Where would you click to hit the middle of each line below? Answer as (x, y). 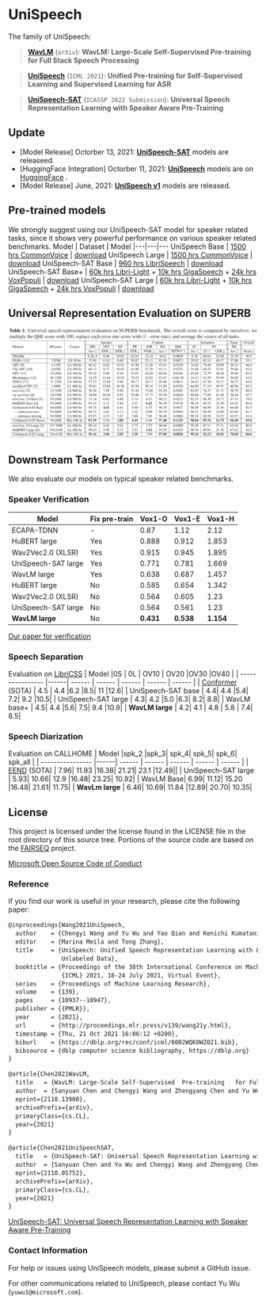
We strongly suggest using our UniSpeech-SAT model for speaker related (128, 229)
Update (27, 133)
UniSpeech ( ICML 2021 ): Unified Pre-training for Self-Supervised (135, 75)
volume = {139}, (47, 992)
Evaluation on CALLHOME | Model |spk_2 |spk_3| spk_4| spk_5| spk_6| (123, 753)
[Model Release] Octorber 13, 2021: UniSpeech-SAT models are (124, 151)
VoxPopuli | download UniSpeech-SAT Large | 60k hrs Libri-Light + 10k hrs (130, 280)
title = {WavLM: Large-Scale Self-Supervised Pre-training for (131, 1083)
